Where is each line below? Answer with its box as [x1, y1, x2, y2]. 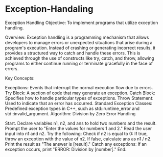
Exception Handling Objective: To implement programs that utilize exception [5, 20, 158, 26]
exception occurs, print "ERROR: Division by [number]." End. [5, 146, 127, 152]
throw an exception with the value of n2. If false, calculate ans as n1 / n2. [5, 136, 152, 142]
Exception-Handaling [5, 3, 93, 15]
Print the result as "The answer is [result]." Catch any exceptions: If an [5, 141, 147, 147]
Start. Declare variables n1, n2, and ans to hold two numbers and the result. [5, 120, 157, 126]
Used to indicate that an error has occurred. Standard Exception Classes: [5, 100, 153, 106]
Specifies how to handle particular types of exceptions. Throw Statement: [5, 95, 154, 101]
